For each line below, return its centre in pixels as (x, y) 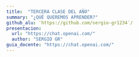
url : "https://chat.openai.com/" (54, 34)
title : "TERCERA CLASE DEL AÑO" (48, 12)
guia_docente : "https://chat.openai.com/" (60, 45)
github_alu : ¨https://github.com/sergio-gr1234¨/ (70, 23)
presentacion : (24, 28)
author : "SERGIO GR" (37, 39)
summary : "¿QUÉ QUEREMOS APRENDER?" (52, 17)
